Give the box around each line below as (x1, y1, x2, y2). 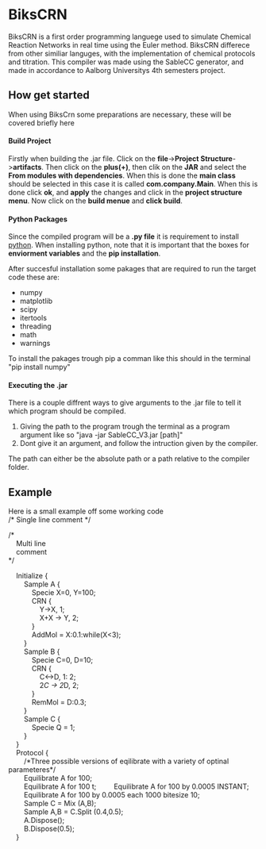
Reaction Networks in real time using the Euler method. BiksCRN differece (8, 40, 250, 49)
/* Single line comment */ (8, 515, 91, 524)
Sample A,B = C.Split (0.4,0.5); (23, 807, 124, 816)
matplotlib (19, 296, 53, 306)
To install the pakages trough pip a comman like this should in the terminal (8, 354, 251, 363)
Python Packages (8, 214, 67, 224)
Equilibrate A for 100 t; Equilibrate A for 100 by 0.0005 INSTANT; (23, 782, 249, 791)
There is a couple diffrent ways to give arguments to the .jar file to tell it (8, 398, 241, 408)
